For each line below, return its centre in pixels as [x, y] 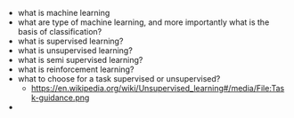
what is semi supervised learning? [80, 60]
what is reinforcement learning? [76, 69]
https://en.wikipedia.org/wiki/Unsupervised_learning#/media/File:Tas [158, 88]
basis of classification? [60, 31]
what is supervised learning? [70, 41]
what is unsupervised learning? [75, 51]
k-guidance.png [60, 98]
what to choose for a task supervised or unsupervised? [119, 79]
